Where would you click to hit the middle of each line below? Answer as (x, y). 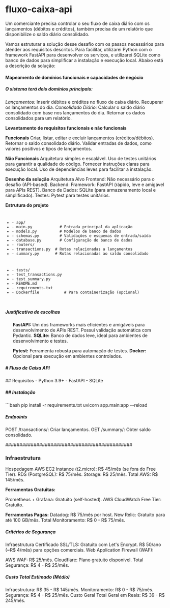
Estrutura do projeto (27, 205)
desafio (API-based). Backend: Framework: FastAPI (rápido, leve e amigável (85, 185)
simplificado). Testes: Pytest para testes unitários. (58, 195)
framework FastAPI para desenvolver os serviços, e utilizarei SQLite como (83, 55)
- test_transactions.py (37, 275)
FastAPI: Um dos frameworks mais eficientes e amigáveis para (79, 325)
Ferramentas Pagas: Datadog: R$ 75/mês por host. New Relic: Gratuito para (85, 515)
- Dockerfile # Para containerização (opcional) (76, 293)
